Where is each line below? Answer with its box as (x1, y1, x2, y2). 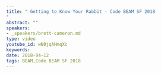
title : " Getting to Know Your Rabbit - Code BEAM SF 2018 (6, 8, 156, 15)
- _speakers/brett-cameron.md (6, 31, 81, 36)
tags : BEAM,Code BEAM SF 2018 (6, 58, 81, 64)
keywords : (6, 47, 31, 53)
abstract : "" (6, 19, 39, 25)
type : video (6, 36, 36, 42)
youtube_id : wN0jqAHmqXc (6, 42, 68, 48)
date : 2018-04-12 (6, 52, 49, 58)
